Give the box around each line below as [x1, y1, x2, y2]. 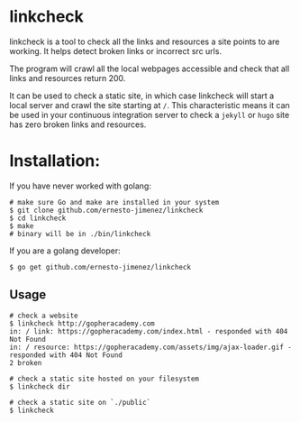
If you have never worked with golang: [9, 180, 151, 191]
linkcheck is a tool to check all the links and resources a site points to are [9, 36, 280, 47]
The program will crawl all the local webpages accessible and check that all [9, 63, 290, 74]
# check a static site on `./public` [9, 398, 151, 407]
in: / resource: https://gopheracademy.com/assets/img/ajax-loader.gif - [9, 343, 293, 352]
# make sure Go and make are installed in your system [9, 197, 220, 206]
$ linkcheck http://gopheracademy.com [9, 318, 155, 328]
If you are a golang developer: [9, 245, 121, 256]
